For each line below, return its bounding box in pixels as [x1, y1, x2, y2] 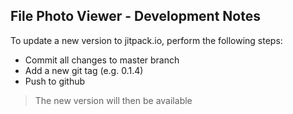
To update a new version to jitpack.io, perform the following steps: [10, 34, 283, 46]
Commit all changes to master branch [24, 54, 180, 66]
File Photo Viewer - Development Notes [10, 8, 261, 25]
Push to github [24, 75, 86, 87]
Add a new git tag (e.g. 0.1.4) [24, 64, 144, 76]
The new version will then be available [34, 94, 193, 106]
